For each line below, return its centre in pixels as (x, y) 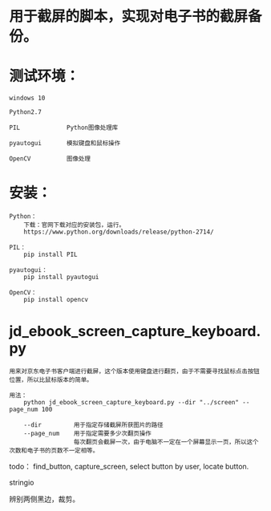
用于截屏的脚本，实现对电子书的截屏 (129, 16)
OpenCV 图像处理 (50, 159)
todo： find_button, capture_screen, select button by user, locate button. (129, 466)
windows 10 (27, 98)
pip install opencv (56, 300)
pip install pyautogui (61, 278)
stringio (22, 483)
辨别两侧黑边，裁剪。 (44, 499)
